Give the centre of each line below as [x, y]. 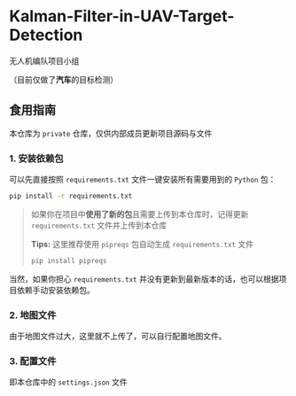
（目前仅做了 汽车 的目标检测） [63, 79]
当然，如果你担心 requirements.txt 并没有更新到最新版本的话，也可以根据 [144, 279]
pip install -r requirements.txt [71, 197]
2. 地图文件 [33, 314]
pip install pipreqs [69, 260]
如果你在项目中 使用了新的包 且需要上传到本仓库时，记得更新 [140, 214]
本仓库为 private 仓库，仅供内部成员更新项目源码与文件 [111, 133]
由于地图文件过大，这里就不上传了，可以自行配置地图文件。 [118, 336]
